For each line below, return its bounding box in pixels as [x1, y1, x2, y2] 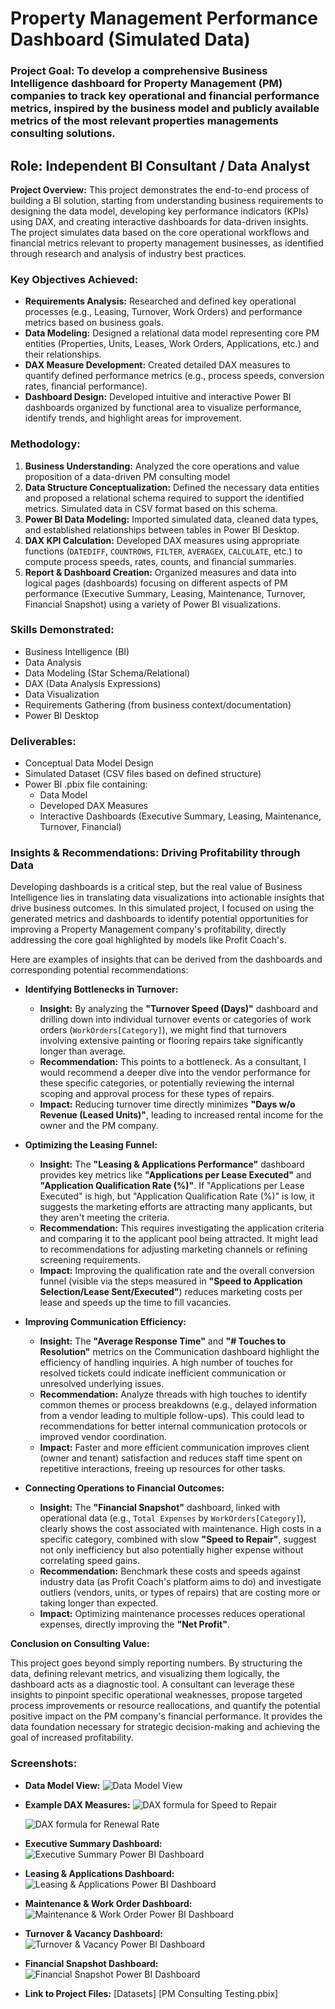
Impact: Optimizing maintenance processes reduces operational [39, 1608, 306, 1620]
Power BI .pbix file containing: [24, 778, 148, 791]
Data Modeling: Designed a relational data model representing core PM [24, 327, 320, 339]
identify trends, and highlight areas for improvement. [24, 412, 242, 424]
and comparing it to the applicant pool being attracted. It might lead [39, 1233, 318, 1245]
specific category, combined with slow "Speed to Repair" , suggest [39, 1533, 317, 1546]
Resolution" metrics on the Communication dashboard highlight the [39, 1346, 320, 1358]
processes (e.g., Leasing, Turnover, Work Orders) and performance [24, 306, 303, 318]
